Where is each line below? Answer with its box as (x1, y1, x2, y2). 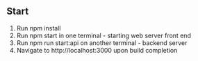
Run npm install (16, 24, 61, 32)
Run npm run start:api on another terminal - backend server (16, 38, 188, 47)
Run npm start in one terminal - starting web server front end (16, 31, 192, 40)
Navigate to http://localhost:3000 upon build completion (16, 46, 178, 54)
